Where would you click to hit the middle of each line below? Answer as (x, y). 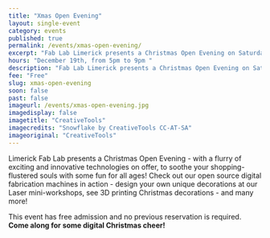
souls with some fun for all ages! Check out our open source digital (151, 175)
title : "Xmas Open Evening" (55, 16)
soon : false (28, 90)
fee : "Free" (28, 76)
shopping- (227, 166)
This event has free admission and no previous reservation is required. (125, 216)
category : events (37, 31)
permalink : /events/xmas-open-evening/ (75, 46)
